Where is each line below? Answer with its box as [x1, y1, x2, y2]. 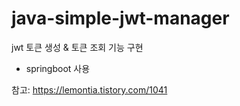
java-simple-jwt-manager [11, 7, 230, 30]
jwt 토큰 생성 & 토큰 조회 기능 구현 [11, 41, 144, 53]
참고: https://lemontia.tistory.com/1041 [11, 83, 168, 96]
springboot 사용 [25, 62, 91, 74]
